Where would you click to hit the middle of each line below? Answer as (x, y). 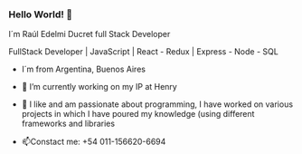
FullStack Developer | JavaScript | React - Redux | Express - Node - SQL (144, 52)
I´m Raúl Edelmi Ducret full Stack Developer (90, 34)
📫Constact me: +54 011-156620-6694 (94, 142)
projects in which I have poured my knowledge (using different (138, 114)
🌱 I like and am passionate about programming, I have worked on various (157, 104)
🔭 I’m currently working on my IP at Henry (99, 87)
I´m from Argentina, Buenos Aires (84, 69)
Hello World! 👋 (41, 14)
